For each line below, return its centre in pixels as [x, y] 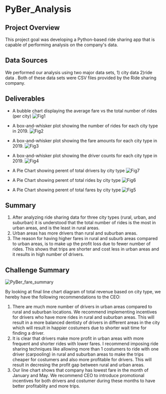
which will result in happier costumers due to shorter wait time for [80, 328]
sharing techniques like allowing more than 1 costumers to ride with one [85, 349]
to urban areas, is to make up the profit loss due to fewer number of [82, 244]
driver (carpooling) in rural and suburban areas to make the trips [78, 354]
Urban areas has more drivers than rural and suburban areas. [75, 233]
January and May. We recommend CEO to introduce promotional [78, 376]
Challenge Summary [37, 270]
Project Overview [32, 28]
